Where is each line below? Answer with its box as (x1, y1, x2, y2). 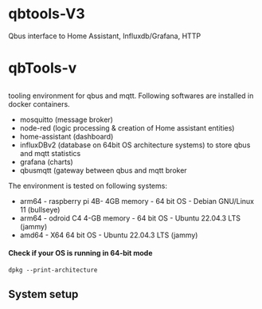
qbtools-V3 (8, 5, 85, 23)
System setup (8, 287, 79, 301)
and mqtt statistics (19, 148, 81, 158)
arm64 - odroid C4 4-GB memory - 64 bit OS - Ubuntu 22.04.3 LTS (19, 213, 241, 223)
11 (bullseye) (19, 205, 61, 214)
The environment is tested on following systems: (8, 181, 167, 190)
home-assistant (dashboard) (19, 131, 114, 141)
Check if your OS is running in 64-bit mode (8, 248, 153, 258)
